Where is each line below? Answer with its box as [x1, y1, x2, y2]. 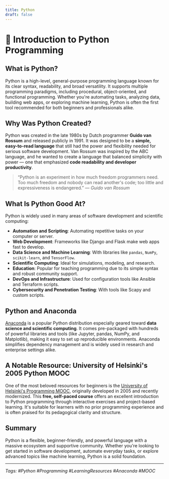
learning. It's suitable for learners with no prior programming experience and [5, 404, 164, 410]
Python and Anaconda [5, 306, 77, 315]
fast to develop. [12, 244, 45, 250]
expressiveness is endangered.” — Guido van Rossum [17, 185, 130, 191]
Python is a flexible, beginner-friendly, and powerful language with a [5, 437, 147, 443]
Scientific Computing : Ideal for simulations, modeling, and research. [12, 260, 155, 266]
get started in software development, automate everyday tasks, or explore [5, 448, 158, 454]
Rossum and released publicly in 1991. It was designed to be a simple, [5, 138, 151, 144]
